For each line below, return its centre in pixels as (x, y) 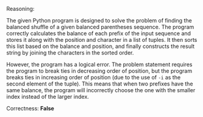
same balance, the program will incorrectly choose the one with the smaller (101, 90)
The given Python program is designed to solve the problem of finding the (99, 20)
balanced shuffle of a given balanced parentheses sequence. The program (100, 27)
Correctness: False (30, 108)
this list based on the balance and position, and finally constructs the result (101, 46)
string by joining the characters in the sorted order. (70, 53)
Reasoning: (20, 9)
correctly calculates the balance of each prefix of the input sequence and (98, 33)
